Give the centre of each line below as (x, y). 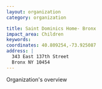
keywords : (19, 40)
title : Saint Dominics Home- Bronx (51, 28)
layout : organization (34, 12)
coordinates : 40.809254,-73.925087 (51, 45)
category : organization (36, 18)
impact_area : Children (35, 34)
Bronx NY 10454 (31, 62)
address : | (20, 51)
